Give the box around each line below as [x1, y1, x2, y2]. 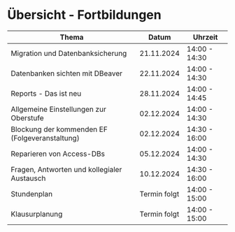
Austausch [10, 173, 46, 183]
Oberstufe [10, 113, 44, 122]
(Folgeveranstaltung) [10, 133, 80, 143]
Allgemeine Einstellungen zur [10, 104, 106, 114]
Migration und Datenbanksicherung [10, 48, 127, 58]
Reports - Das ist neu [10, 88, 82, 98]
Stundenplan [10, 189, 53, 198]
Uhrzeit [192, 32, 218, 42]
